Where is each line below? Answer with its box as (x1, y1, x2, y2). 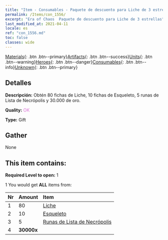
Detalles (5, 78, 31, 87)
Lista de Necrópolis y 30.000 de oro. (5, 97, 81, 103)
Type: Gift (5, 116, 26, 122)
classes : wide (5, 40, 35, 45)
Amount (18, 193, 38, 200)
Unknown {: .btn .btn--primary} (14, 64, 78, 70)
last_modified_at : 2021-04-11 (5, 21, 68, 26)
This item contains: (5, 158, 66, 167)
